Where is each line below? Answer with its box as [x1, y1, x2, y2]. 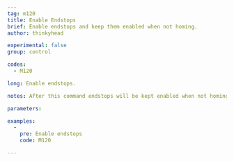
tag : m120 [7, 10, 36, 17]
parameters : [7, 105, 42, 112]
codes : [7, 61, 26, 68]
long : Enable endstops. [7, 80, 77, 87]
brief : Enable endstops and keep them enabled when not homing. [7, 23, 198, 30]
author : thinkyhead [7, 29, 64, 37]
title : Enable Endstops [7, 17, 77, 24]
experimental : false [7, 42, 68, 49]
